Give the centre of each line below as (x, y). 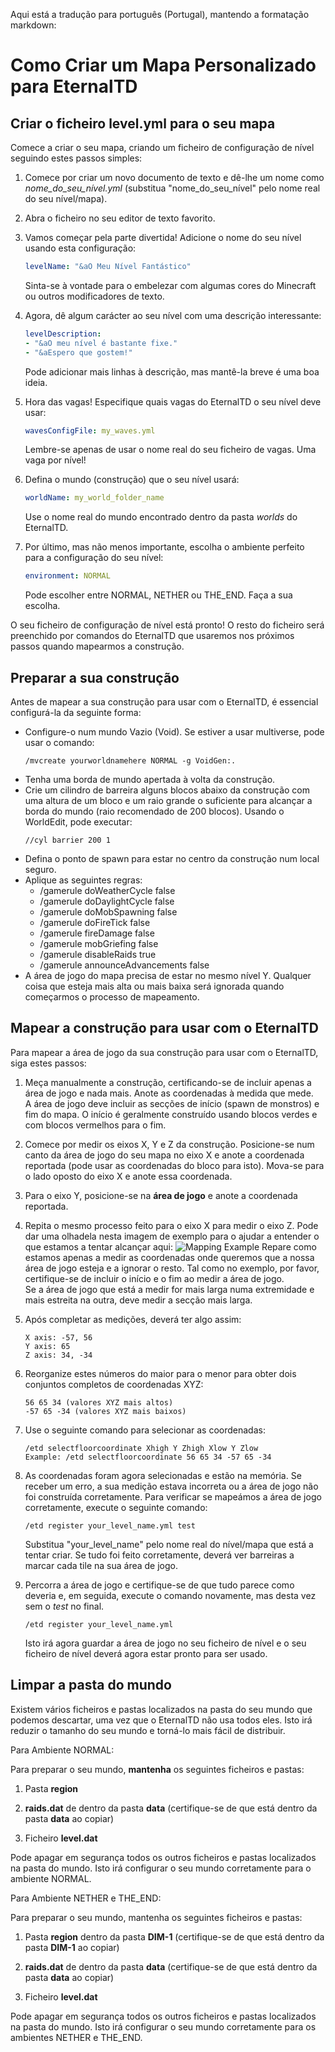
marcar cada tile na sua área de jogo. (101, 1565)
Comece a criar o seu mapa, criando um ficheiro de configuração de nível (162, 147)
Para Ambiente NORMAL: (62, 1750)
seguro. (40, 869)
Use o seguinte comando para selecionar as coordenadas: (145, 1430)
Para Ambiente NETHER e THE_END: (86, 1898)
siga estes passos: (48, 1063)
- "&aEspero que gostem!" (78, 352)
